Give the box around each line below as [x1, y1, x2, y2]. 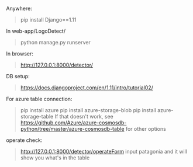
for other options [125, 126, 167, 132]
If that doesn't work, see [54, 113, 113, 120]
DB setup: [6, 73, 30, 79]
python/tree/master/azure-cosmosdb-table [20, 126, 125, 132]
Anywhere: [6, 5, 32, 12]
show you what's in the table [20, 154, 90, 161]
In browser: [6, 50, 34, 57]
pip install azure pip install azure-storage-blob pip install [20, 107, 157, 113]
